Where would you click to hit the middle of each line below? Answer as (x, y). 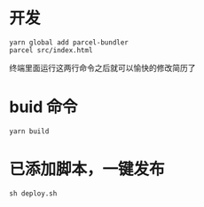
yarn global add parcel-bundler (69, 42)
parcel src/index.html (51, 50)
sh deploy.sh (33, 193)
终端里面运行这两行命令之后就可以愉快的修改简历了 (102, 68)
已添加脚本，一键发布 (87, 169)
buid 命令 (43, 107)
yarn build (29, 131)
